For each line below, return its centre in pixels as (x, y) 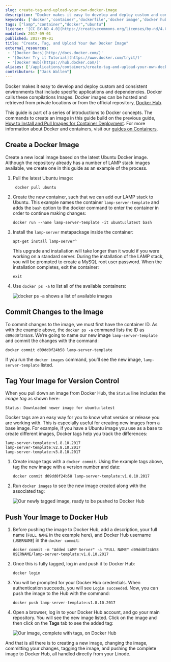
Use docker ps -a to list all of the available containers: (69, 286)
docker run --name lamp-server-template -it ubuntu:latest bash (82, 222)
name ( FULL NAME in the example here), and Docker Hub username (82, 535)
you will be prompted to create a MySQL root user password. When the (87, 262)
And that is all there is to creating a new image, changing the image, (76, 643)
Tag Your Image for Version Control (62, 381)
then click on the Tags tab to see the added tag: (63, 623)
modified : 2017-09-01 (28, 34)
